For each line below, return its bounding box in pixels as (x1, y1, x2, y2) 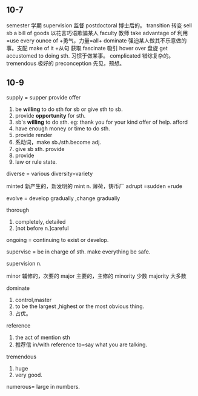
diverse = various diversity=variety (6, 170, 93, 177)
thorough (6, 206, 29, 213)
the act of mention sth (15, 334, 71, 341)
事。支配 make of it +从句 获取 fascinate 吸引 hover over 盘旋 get (6, 44, 168, 52)
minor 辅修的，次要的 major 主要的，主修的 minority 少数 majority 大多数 (6, 272, 186, 280)
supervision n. (6, 260, 42, 267)
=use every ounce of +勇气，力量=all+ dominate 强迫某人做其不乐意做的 (6, 36, 187, 44)
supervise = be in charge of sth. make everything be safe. (6, 248, 151, 255)
